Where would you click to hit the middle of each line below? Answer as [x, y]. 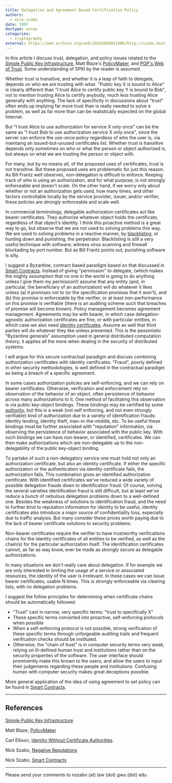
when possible [28, 623]
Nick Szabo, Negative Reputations [41, 750]
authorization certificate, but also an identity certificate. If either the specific [86, 463]
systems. [15, 346]
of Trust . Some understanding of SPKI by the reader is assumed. [73, 69]
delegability [18, 448]
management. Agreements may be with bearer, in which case [70, 314]
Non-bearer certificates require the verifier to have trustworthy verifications [85, 533]
